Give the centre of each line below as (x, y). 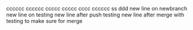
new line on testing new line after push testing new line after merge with (95, 15)
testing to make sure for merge (44, 21)
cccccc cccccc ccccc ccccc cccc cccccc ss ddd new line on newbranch (97, 9)
